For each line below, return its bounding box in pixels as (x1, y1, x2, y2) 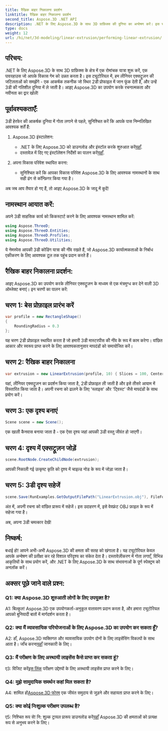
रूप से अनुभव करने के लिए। (5, 719, 50, 726)
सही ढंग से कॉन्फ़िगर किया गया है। (19, 175, 74, 181)
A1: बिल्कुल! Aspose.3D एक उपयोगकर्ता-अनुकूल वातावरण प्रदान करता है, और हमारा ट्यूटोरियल (5, 606, 160, 612)
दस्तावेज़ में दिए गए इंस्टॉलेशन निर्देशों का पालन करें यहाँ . (19, 149, 105, 156)
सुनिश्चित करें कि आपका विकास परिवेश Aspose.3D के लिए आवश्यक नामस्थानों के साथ (19, 169, 160, 176)
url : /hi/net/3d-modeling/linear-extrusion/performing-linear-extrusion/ (5, 36, 162, 41)
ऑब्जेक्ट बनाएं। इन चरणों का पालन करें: (5, 286, 68, 292)
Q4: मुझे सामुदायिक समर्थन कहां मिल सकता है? (5, 678, 91, 685)
